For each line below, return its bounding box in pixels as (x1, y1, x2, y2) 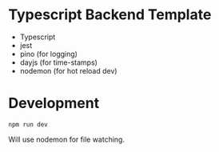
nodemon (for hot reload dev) (19, 66, 117, 75)
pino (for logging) (19, 49, 78, 58)
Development (8, 94, 100, 113)
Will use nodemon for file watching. (8, 134, 125, 144)
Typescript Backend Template (8, 6, 212, 24)
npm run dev (8, 120, 48, 129)
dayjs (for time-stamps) (19, 58, 98, 67)
